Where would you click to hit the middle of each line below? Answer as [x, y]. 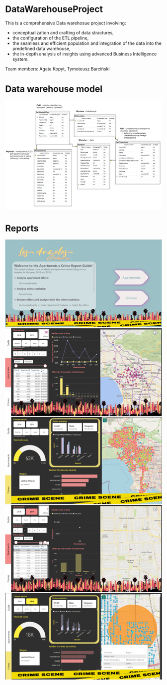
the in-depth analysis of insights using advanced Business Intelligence [84, 54]
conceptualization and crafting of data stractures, [63, 32]
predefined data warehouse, [41, 48]
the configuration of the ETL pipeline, [50, 38]
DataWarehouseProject [54, 9]
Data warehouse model [54, 89]
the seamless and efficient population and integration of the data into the [87, 43]
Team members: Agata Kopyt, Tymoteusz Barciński [57, 69]
